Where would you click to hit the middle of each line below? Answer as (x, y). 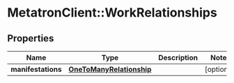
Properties (31, 38)
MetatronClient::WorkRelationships (112, 13)
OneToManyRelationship (110, 69)
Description (178, 58)
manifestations (36, 69)
